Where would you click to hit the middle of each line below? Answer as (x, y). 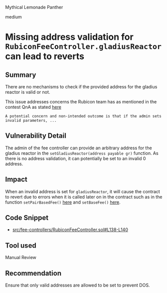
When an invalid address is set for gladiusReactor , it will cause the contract (83, 191)
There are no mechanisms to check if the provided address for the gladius (81, 87)
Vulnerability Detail (36, 136)
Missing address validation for (69, 37)
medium (13, 17)
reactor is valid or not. (28, 92)
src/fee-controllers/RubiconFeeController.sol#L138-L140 (70, 230)
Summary (21, 75)
